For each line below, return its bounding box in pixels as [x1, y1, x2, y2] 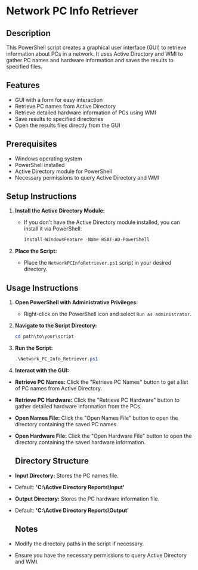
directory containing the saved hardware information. [14, 438, 146, 445]
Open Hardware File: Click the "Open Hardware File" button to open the [14, 432, 192, 439]
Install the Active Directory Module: [14, 207, 106, 214]
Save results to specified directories [14, 115, 104, 122]
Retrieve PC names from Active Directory [14, 102, 116, 110]
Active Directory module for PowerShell [14, 168, 112, 175]
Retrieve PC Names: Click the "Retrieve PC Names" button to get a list [14, 378, 188, 386]
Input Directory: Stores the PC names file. [14, 472, 119, 479]
